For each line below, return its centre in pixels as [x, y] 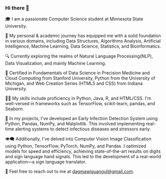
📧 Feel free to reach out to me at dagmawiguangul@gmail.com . [70, 172]
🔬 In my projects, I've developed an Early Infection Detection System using [82, 119]
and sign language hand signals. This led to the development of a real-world [83, 157]
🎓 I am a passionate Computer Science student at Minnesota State [74, 19]
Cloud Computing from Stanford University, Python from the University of [80, 78]
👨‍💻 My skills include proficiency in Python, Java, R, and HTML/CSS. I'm [78, 98]
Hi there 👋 [17, 8]
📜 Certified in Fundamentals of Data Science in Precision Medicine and [78, 73]
